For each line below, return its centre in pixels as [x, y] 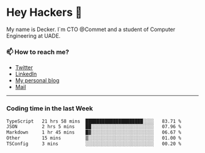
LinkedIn [26, 74]
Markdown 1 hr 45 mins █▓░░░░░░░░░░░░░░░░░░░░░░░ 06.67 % [94, 133]
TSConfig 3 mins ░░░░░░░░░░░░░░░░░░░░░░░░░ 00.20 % [94, 144]
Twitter [24, 68]
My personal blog [37, 80]
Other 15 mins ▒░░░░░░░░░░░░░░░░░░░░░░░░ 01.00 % [94, 138]
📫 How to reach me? [38, 52]
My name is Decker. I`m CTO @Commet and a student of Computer [91, 29]
